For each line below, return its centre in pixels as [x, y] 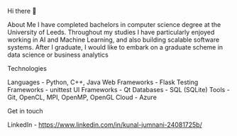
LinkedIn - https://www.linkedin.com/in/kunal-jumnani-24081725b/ [105, 125]
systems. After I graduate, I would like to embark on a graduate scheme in [115, 47]
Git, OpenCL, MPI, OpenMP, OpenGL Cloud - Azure [82, 97]
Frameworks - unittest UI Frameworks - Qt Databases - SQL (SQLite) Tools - [119, 90]
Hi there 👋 [22, 11]
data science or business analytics [58, 55]
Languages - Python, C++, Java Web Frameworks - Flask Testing [103, 82]
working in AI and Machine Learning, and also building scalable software [114, 40]
